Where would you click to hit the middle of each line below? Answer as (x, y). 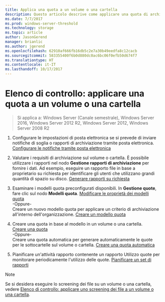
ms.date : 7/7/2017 (24, 19)
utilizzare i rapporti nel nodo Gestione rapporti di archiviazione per (81, 163)
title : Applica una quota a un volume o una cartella (61, 10)
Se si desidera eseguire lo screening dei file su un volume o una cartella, (78, 284)
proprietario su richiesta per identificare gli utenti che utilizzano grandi (83, 173)
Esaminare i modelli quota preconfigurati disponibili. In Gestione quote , (84, 188)
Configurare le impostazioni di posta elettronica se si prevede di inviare (84, 137)
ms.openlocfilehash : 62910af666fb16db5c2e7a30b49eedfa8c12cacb (71, 51)
